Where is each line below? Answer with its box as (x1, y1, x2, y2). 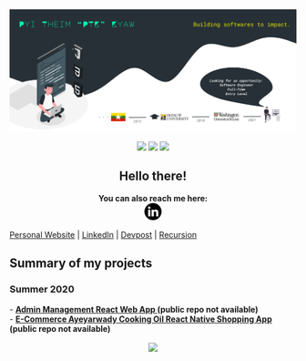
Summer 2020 (9, 283, 75, 295)
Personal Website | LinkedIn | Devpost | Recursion (9, 229, 198, 240)
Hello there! (118, 169, 188, 184)
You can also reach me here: (98, 192, 208, 203)
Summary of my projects (9, 255, 153, 272)
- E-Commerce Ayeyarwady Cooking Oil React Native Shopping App (9, 314, 272, 325)
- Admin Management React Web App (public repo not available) (9, 304, 259, 315)
